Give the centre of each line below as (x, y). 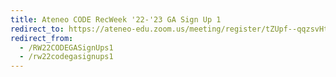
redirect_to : (37, 29)
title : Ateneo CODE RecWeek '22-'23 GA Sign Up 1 (116, 19)
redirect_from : (42, 38)
